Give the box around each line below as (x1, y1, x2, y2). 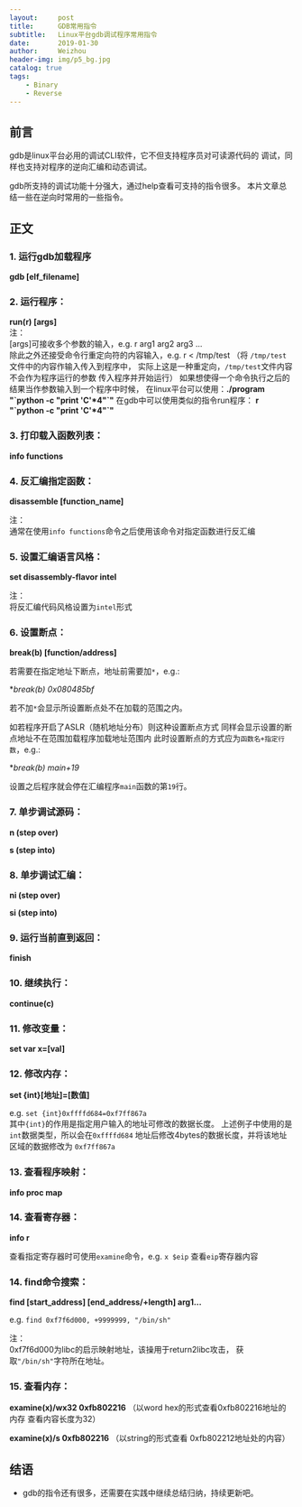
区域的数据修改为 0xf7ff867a (9, 1141, 115, 1152)
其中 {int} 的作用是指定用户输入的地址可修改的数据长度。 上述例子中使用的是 (9, 1119, 293, 1130)
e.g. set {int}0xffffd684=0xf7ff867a (9, 1108, 147, 1119)
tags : (9, 72, 30, 81)
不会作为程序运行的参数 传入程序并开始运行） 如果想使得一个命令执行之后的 (9, 372, 290, 384)
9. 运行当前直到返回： (9, 932, 104, 944)
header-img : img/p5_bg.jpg (9, 55, 111, 64)
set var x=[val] (9, 1043, 66, 1054)
